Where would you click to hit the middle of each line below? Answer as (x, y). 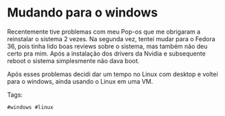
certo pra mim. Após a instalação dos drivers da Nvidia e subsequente (106, 54)
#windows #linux (30, 107)
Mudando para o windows (82, 13)
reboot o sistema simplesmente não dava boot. (73, 60)
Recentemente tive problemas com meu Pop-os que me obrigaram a (104, 32)
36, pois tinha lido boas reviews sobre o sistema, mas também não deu (107, 46)
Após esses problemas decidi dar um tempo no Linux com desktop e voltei (113, 74)
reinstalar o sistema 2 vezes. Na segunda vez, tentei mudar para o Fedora (111, 38)
